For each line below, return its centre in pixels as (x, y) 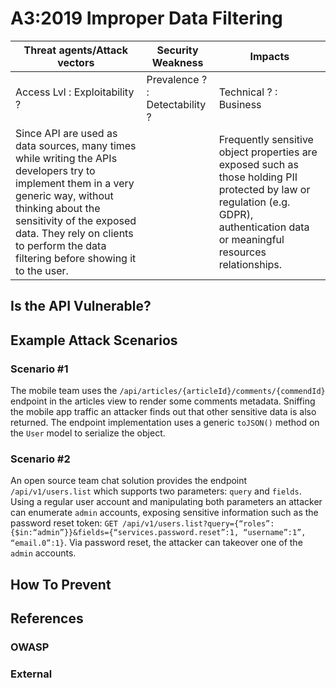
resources (242, 252)
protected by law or (264, 189)
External (31, 674)
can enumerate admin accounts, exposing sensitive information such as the (164, 513)
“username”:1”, (275, 533)
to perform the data (61, 245)
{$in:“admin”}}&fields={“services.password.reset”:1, (125, 533)
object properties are (268, 152)
